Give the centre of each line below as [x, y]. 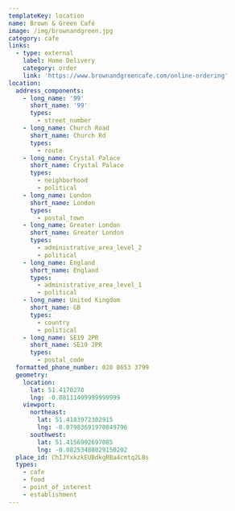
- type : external [45, 53]
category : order [50, 68]
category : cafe [34, 38]
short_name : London [62, 203]
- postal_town [61, 218]
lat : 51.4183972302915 [75, 420]
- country [54, 323]
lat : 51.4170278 [57, 390]
